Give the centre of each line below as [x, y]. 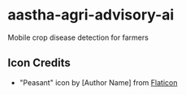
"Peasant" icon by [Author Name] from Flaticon [98, 82]
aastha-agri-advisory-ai [91, 15]
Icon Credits [39, 63]
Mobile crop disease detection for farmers [78, 37]
